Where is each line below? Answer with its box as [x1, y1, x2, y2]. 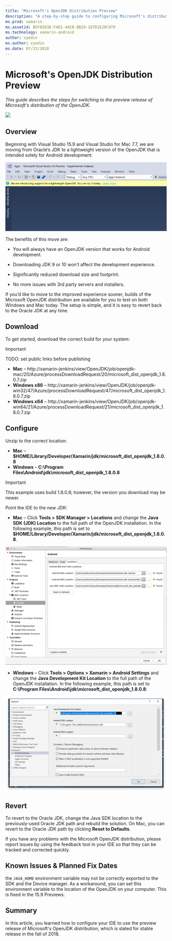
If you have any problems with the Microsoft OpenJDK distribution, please [5, 836, 161, 842]
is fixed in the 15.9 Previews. [5, 891, 65, 897]
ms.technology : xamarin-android [5, 30, 74, 35]
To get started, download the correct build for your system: [5, 336, 130, 342]
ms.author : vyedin [5, 41, 45, 46]
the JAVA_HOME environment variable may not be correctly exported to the [5, 875, 159, 881]
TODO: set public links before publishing [5, 356, 91, 362]
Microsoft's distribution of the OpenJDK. [5, 102, 91, 108]
